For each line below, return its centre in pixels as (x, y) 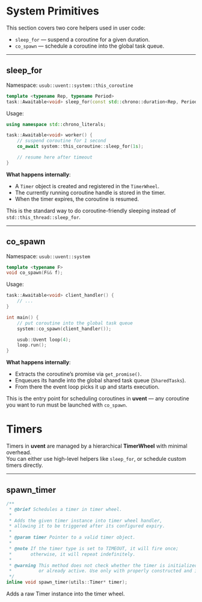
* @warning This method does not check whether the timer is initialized (103, 565)
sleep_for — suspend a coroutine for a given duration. (82, 39)
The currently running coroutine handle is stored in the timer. (90, 192)
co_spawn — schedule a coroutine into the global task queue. (90, 46)
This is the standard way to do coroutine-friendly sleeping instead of (91, 211)
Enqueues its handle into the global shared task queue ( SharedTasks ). (100, 381)
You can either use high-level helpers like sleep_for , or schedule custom (96, 459)
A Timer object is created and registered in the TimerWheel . (87, 186)
